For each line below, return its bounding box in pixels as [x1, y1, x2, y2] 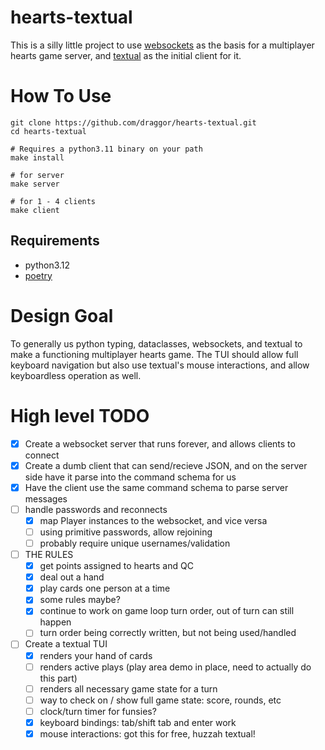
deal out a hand [39, 571, 105, 583]
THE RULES [24, 549, 74, 560]
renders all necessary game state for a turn [39, 682, 218, 695]
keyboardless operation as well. [10, 369, 142, 381]
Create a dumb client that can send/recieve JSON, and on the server [24, 459, 308, 471]
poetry [24, 269, 53, 281]
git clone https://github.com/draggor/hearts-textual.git [10, 117, 257, 128]
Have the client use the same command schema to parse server [24, 481, 289, 493]
